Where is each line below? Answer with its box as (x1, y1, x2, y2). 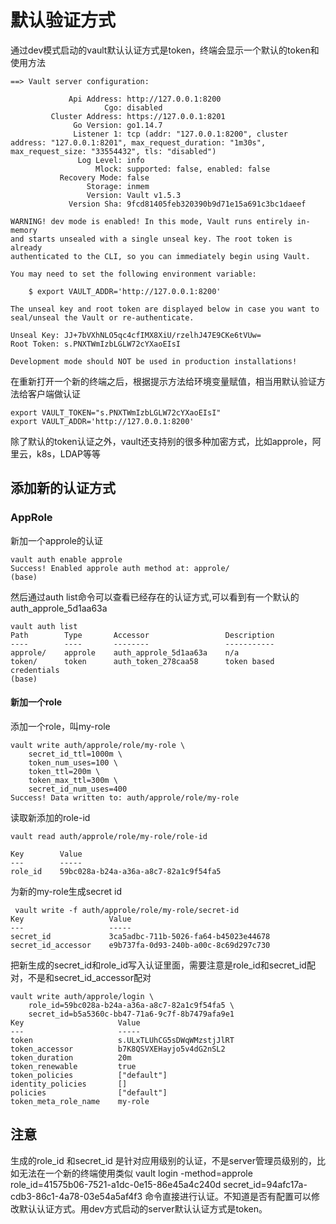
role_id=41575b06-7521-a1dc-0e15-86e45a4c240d (10, 1178, 222, 1190)
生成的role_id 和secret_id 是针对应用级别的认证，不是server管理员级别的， (10, 1154, 317, 1166)
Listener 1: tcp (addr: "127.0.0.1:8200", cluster (73, 129, 288, 139)
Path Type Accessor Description (10, 630, 275, 640)
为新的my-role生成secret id (10, 885, 123, 897)
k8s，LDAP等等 (36, 447, 101, 460)
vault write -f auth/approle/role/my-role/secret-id (14, 905, 240, 915)
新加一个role (10, 696, 63, 708)
